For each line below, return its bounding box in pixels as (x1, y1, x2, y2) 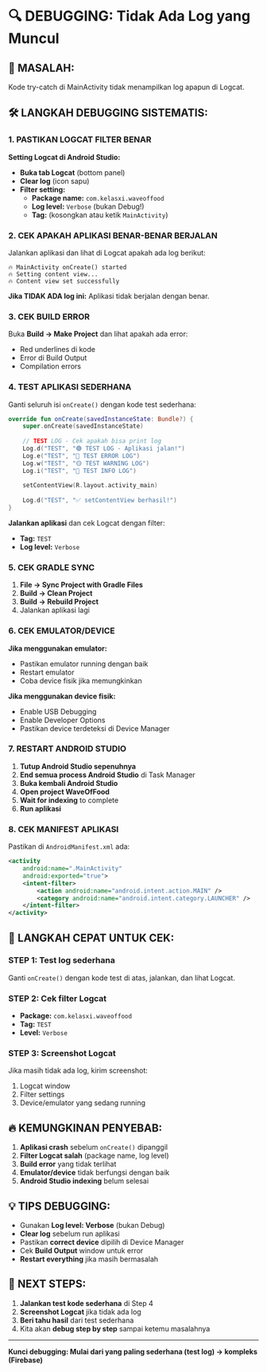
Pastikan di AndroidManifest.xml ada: (8, 842, 130, 851)
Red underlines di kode (19, 345, 95, 354)
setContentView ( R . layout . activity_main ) (22, 482, 158, 490)
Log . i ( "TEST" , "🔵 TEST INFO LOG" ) (22, 467, 137, 475)
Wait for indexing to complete (19, 795, 119, 805)
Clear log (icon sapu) (19, 176, 90, 186)
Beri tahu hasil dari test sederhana (19, 1315, 134, 1325)
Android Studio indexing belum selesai (19, 1176, 149, 1186)
